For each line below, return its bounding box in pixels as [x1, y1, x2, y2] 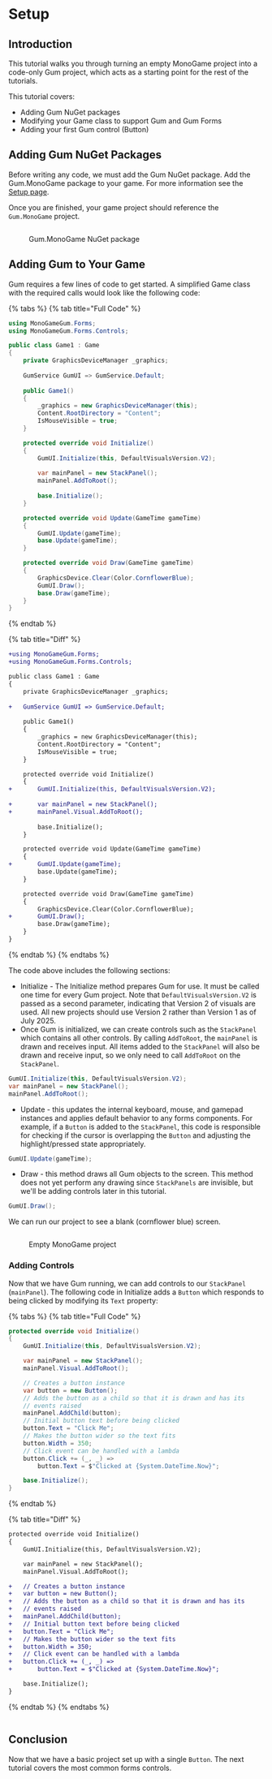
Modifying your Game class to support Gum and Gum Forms [19, 116, 222, 126]
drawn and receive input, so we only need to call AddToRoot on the [19, 1050, 241, 1060]
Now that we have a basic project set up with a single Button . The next [8, 1754, 244, 1764]
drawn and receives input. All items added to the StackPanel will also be [19, 1041, 260, 1051]
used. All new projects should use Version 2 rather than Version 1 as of [19, 1007, 257, 1017]
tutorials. [8, 76, 38, 85]
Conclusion [8, 1733, 68, 1747]
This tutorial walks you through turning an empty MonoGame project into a [8, 58, 258, 68]
